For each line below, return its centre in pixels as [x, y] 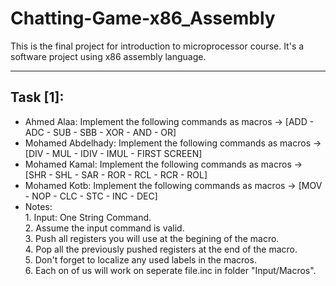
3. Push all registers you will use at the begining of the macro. [152, 238]
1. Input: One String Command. [88, 217]
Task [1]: [37, 97]
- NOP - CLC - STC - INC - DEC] [91, 196]
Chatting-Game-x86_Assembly [143, 18]
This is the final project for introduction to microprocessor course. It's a [157, 46]
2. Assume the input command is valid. [104, 228]
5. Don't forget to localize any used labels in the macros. [140, 259]
